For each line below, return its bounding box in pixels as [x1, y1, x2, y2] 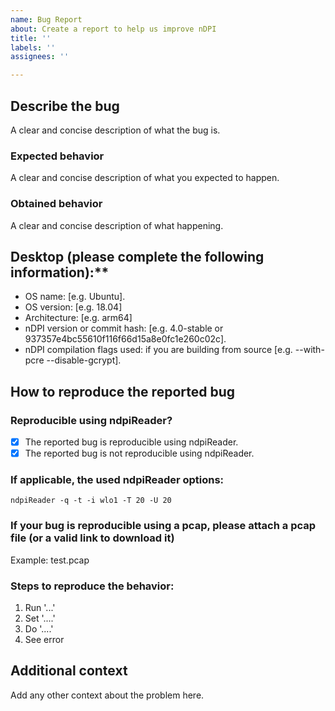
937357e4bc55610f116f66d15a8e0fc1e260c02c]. [24, 333, 227, 345]
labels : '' [10, 42, 56, 53]
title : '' [10, 33, 52, 43]
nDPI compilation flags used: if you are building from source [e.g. [24, 344, 293, 356]
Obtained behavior [10, 197, 103, 211]
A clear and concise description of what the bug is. [10, 124, 221, 136]
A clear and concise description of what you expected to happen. [10, 172, 280, 184]
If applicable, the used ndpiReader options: [10, 473, 225, 487]
